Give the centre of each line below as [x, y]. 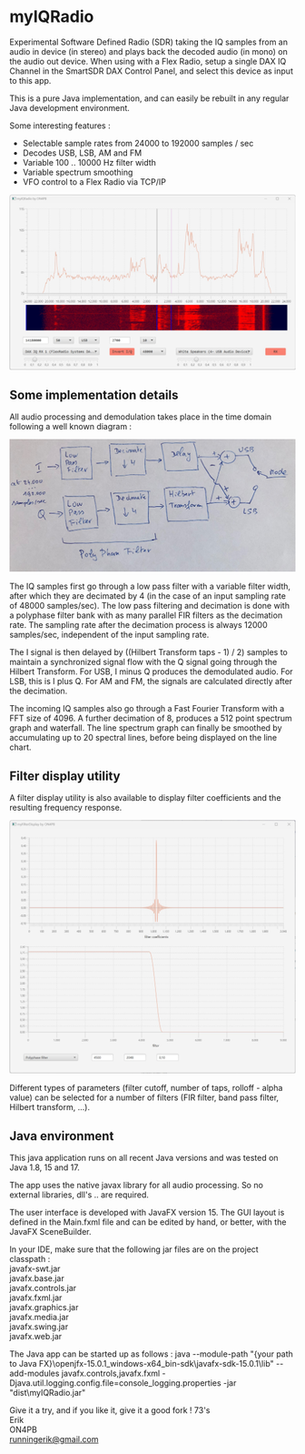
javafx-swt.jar [35, 1269]
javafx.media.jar [39, 1318]
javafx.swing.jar [39, 1327]
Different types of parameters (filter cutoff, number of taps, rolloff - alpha [146, 1088]
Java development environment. [69, 107]
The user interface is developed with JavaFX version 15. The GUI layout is [147, 1213]
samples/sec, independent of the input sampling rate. [109, 635]
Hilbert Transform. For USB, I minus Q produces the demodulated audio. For [151, 671]
